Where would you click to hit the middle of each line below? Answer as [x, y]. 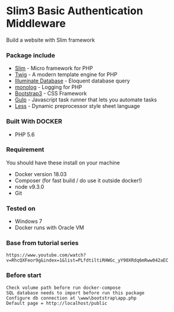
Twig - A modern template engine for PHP [66, 75]
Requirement [25, 149]
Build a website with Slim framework [50, 40]
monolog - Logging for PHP [48, 87]
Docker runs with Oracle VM [49, 228]
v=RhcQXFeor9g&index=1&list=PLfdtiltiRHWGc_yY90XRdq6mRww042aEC [87, 260]
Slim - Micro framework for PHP [54, 68]
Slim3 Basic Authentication [75, 11]
